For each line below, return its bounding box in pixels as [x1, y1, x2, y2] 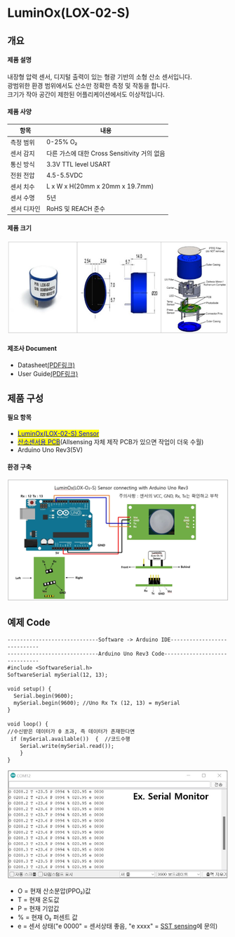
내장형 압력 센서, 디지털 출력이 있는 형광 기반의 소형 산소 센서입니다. [7, 72, 192, 81]
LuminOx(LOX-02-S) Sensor [17, 429, 100, 437]
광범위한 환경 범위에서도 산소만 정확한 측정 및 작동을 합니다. [7, 81, 170, 89]
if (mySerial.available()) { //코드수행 [10, 736, 131, 743]
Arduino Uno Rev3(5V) [17, 445, 83, 454]
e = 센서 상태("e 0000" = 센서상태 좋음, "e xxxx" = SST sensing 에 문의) [17, 922, 218, 930]
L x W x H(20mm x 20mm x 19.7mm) [46, 182, 154, 190]
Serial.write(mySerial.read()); [20, 743, 114, 750]
